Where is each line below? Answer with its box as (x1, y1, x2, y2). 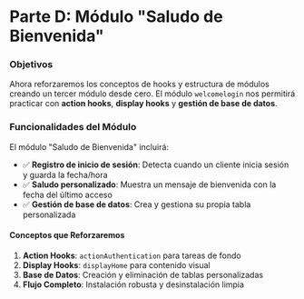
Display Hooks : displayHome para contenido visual (22, 259, 211, 270)
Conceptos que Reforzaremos (9, 230, 125, 241)
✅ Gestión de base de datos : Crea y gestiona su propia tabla (22, 198, 251, 210)
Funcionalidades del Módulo (9, 121, 137, 134)
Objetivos (9, 58, 54, 71)
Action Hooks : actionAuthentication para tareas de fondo (22, 250, 242, 261)
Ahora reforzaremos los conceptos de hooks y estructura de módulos (9, 79, 270, 90)
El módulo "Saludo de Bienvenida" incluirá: (9, 141, 170, 152)
